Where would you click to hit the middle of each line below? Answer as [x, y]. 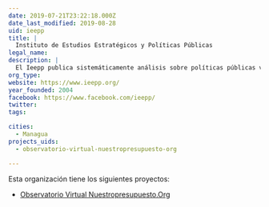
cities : [21, 127]
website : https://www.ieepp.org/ [64, 82]
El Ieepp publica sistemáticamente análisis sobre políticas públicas [136, 68]
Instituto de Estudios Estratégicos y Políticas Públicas [114, 46]
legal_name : [28, 53]
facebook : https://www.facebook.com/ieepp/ [82, 98]
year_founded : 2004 [41, 90]
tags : [17, 113]
